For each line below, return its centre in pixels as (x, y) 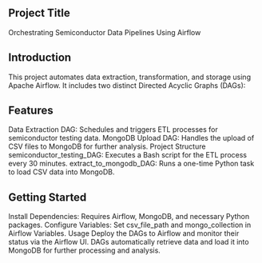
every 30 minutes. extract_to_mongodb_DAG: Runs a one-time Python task (131, 164)
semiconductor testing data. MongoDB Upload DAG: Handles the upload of (131, 138)
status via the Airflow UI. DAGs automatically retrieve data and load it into (129, 242)
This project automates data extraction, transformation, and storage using (130, 77)
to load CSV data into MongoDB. (62, 172)
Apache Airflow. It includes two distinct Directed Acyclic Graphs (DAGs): (127, 85)
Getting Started (48, 197)
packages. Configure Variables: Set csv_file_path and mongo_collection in (130, 225)
